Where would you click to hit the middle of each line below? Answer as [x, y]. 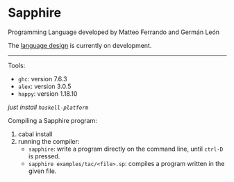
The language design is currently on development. [80, 45]
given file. [42, 171]
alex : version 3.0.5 [44, 86]
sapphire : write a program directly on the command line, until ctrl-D [126, 149]
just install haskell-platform [48, 107]
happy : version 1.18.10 [48, 93]
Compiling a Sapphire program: [53, 120]
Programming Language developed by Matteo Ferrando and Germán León [114, 32]
